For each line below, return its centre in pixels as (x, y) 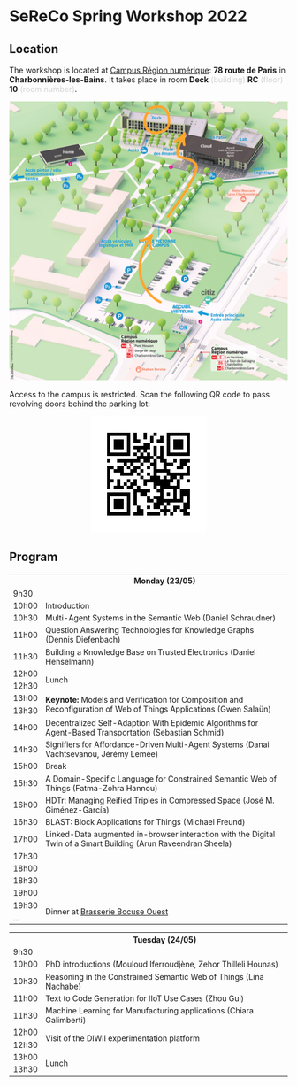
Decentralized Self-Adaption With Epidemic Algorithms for (152, 722)
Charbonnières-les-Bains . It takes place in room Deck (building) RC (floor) (146, 80)
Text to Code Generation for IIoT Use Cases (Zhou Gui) (145, 998)
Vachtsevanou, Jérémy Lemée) (102, 754)
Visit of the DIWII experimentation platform (123, 1038)
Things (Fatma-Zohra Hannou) (102, 788)
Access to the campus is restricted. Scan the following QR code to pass (140, 394)
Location (34, 49)
